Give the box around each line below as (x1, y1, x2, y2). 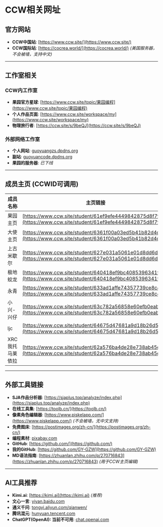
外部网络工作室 (5, 136, 40, 142)
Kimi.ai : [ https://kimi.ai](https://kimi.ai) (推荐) (12, 493, 103, 498)
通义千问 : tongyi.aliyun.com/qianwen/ (12, 505, 87, 510)
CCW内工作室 (5, 87, 38, 94)
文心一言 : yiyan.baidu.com (12, 498, 65, 504)
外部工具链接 (5, 381, 44, 389)
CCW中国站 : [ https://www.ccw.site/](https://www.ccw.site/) (12, 39, 132, 45)
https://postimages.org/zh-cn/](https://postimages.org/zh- (33, 424, 151, 430)
